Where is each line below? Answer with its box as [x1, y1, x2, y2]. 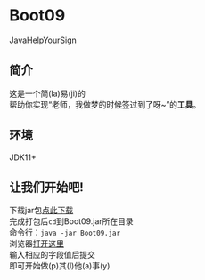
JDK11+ [9, 152, 37, 163]
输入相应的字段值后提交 [9, 250, 95, 260]
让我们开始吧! [9, 180, 85, 195]
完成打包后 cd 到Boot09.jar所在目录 [9, 216, 134, 227]
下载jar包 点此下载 [9, 205, 74, 216]
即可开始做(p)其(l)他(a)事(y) [9, 260, 111, 271]
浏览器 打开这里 [9, 238, 64, 249]
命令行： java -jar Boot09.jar [9, 228, 121, 238]
